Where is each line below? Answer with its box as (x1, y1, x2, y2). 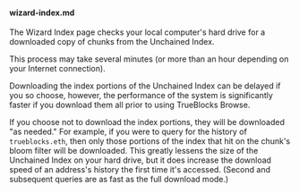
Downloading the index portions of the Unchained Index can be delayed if (9, 80, 281, 91)
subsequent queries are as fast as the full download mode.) (9, 174, 229, 185)
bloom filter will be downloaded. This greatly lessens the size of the (9, 146, 259, 156)
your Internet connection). (9, 63, 106, 74)
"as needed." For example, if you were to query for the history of (9, 126, 248, 138)
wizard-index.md (9, 7, 75, 18)
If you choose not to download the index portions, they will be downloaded (9, 117, 285, 128)
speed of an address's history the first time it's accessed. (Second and (9, 164, 271, 175)
